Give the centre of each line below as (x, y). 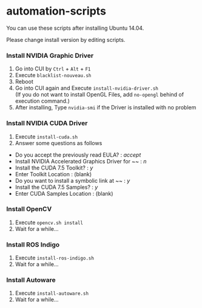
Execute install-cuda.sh (46, 136)
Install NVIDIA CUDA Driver (47, 123)
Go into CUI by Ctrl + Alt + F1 (53, 69)
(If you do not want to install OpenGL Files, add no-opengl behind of (99, 95)
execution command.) (42, 101)
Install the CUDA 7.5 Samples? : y (56, 187)
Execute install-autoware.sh (52, 293)
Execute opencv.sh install (49, 222)
